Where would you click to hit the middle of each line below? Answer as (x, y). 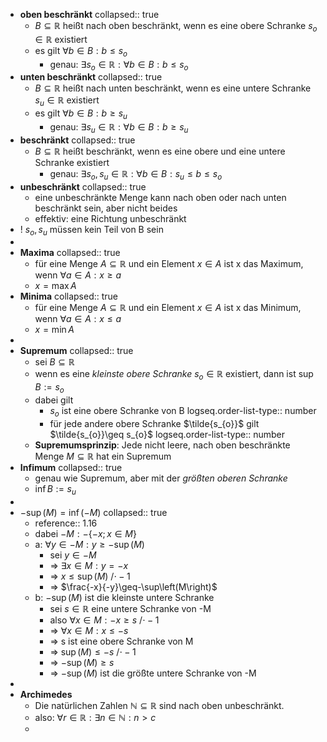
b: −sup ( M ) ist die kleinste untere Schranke (124, 597)
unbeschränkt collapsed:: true (83, 186)
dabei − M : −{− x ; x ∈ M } (85, 533)
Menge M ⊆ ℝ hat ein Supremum (103, 456)
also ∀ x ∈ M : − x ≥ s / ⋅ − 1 (104, 620)
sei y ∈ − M (73, 555)
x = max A (55, 286)
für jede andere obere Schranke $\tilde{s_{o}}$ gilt (154, 423)
